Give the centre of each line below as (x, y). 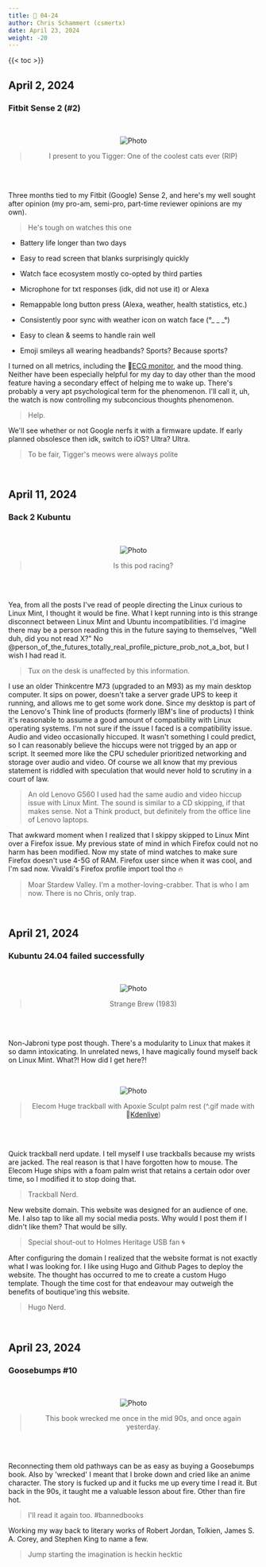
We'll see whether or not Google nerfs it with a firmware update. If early (125, 430)
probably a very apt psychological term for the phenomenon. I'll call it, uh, (129, 391)
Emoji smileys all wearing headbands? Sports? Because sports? (123, 350)
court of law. (29, 778)
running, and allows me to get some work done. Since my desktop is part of (132, 703)
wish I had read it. (37, 655)
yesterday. (143, 1427)
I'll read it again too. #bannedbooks (86, 1515)
